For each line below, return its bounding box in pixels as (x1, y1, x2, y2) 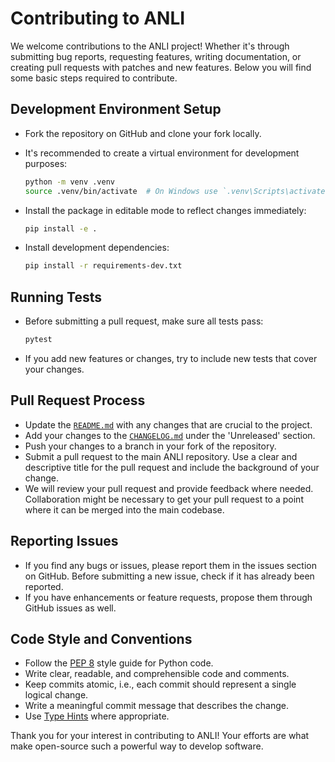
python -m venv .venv (24, 177, 115, 187)
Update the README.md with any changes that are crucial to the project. (24, 418, 313, 431)
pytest (24, 335, 53, 345)
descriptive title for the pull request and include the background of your (24, 461, 320, 473)
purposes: (24, 157, 68, 169)
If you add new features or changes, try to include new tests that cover (24, 352, 318, 364)
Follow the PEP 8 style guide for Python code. (24, 657, 214, 669)
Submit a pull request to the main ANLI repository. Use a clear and (24, 450, 298, 462)
